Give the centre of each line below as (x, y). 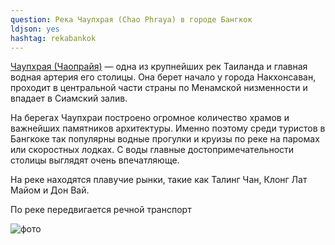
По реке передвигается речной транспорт (101, 210)
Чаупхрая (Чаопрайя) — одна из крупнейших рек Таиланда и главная (159, 67)
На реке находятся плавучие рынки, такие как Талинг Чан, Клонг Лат (159, 180)
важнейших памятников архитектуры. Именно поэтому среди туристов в (168, 128)
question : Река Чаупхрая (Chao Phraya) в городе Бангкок (131, 19)
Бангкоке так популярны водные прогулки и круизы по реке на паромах (165, 139)
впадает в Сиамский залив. (69, 98)
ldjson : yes (35, 29)
